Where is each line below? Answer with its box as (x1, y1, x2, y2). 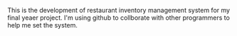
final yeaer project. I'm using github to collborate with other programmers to (7, 13, 230, 22)
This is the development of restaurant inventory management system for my (7, 6, 230, 14)
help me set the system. (7, 21, 78, 29)
